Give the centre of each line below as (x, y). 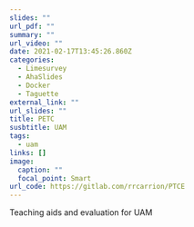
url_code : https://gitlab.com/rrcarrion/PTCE (97, 187)
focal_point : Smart (55, 178)
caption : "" (41, 170)
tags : (20, 136)
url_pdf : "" (32, 26)
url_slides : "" (38, 111)
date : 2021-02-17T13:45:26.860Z (71, 52)
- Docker (34, 85)
